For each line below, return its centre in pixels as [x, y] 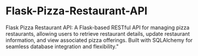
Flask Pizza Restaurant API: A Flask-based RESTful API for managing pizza [98, 27]
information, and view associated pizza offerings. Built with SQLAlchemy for [99, 40]
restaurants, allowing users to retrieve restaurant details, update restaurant [98, 33]
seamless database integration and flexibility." [62, 46]
